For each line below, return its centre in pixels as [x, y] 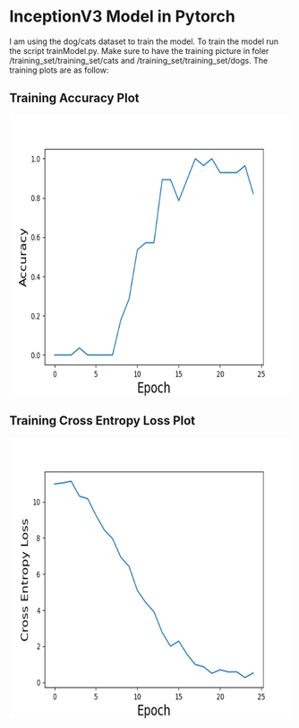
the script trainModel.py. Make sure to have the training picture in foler [139, 50]
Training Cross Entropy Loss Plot [103, 421]
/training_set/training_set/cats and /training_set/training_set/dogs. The [139, 60]
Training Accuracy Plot [74, 98]
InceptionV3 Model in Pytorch [122, 17]
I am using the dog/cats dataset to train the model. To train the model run [144, 41]
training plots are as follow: [59, 70]
